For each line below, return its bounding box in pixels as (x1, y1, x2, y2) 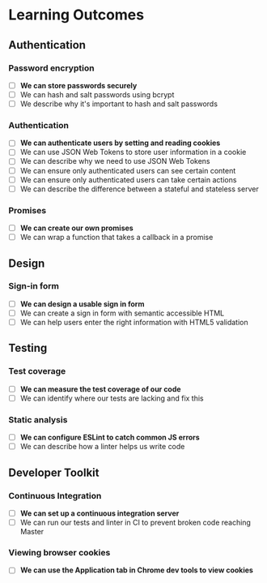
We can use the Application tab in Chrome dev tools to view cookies (19, 565, 253, 575)
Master (19, 527, 44, 537)
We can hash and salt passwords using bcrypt (19, 89, 175, 99)
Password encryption (8, 62, 95, 74)
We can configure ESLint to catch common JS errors (19, 432, 200, 443)
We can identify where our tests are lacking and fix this (19, 393, 204, 403)
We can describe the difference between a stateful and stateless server (19, 184, 259, 194)
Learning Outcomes (8, 6, 144, 24)
